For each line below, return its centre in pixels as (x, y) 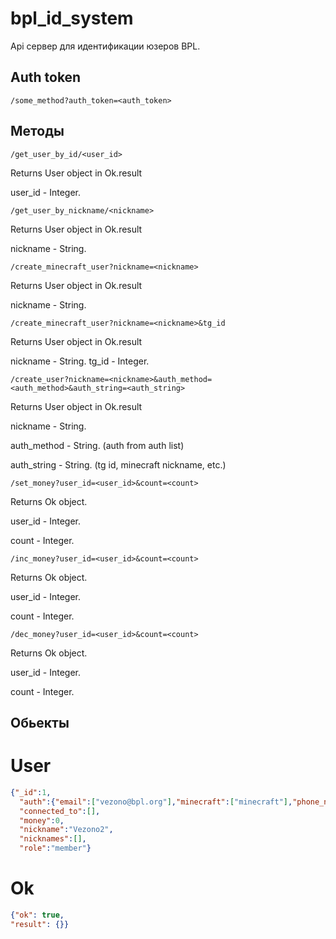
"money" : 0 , (42, 820)
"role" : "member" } (55, 848)
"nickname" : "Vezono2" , (66, 830)
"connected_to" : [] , (60, 811)
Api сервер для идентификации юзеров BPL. (105, 46)
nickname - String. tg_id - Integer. (80, 361)
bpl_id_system (72, 18)
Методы (37, 131)
